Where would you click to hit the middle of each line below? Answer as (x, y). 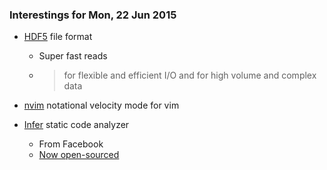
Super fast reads (73, 56)
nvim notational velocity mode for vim (101, 105)
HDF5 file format (58, 37)
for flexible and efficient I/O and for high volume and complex (190, 75)
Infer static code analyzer (76, 125)
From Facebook (71, 144)
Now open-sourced (79, 155)
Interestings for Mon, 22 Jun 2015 (93, 15)
